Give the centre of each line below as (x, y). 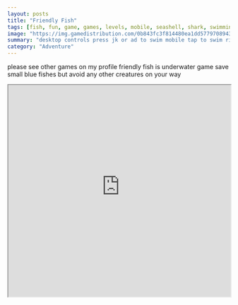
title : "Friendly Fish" (42, 20)
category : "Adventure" (41, 47)
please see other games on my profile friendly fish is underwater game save (118, 67)
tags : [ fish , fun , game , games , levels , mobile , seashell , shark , (107, 27)
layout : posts (28, 14)
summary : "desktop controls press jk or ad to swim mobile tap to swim (115, 40)
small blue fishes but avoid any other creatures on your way (94, 74)
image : (17, 34)
